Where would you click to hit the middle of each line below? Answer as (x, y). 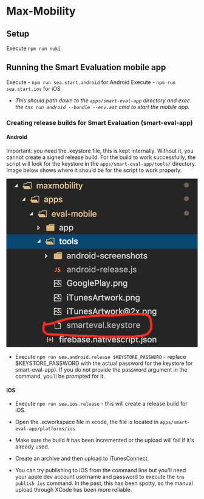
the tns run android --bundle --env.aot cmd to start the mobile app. (102, 107)
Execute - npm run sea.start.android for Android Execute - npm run (91, 82)
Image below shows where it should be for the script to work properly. (94, 170)
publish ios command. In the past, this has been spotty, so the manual (104, 483)
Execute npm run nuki (33, 48)
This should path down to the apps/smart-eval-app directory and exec (102, 100)
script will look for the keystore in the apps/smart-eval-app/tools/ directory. (101, 163)
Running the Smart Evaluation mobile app (86, 67)
